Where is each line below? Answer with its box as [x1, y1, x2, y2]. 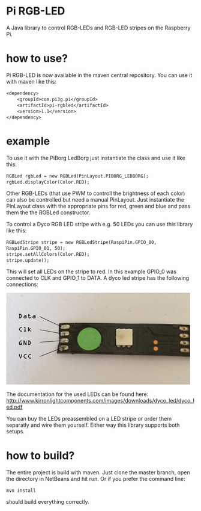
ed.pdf [6, 403, 23, 410]
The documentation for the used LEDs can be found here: [6, 390, 149, 398]
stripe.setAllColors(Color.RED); [6, 251, 90, 257]
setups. [6, 427, 25, 435]
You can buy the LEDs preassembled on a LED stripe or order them [6, 415, 172, 422]
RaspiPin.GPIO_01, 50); [6, 245, 66, 251]
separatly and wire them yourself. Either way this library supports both [6, 421, 180, 429]
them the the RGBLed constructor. [6, 209, 91, 216]
